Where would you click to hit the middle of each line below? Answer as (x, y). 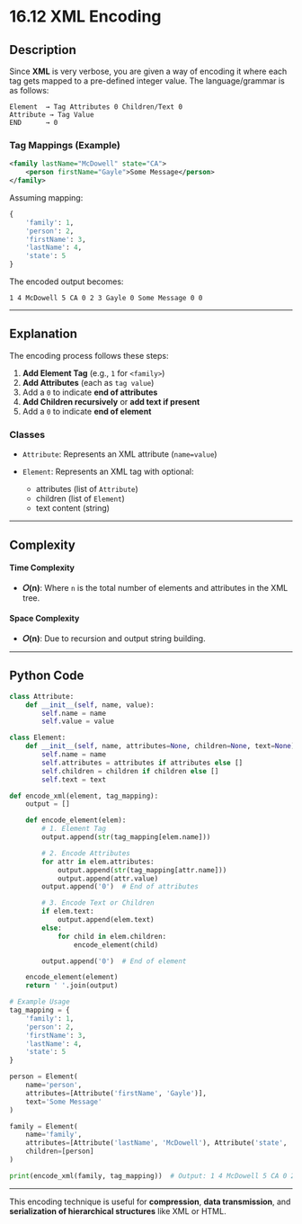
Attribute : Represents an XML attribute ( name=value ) (120, 454)
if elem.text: (68, 911)
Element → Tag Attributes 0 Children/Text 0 (96, 107)
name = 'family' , (54, 1135)
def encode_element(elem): (76, 820)
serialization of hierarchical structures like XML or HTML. (118, 1211)
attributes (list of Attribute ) (87, 489)
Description (43, 50)
